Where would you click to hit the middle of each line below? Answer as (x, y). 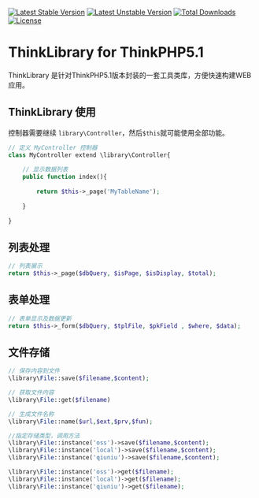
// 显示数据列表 (45, 169)
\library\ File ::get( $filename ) (59, 400)
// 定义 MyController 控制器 (53, 147)
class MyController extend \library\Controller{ (89, 155)
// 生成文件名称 (31, 414)
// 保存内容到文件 (34, 371)
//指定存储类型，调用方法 (44, 436)
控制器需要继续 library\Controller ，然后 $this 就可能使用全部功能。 (119, 132)
